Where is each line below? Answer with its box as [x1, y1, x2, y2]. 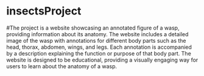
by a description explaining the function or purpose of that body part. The [6, 49, 192, 57]
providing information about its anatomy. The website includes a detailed [6, 30, 189, 37]
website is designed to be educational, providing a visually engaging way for [6, 56, 199, 63]
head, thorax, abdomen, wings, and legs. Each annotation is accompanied [6, 43, 192, 51]
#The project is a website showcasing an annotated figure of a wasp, [6, 24, 180, 31]
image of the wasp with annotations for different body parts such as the [6, 37, 187, 44]
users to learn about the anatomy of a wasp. [6, 62, 118, 70]
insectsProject [6, 4, 82, 18]
